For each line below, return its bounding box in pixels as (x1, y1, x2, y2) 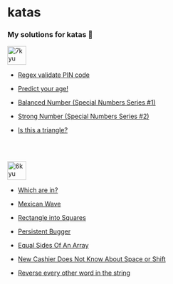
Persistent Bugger (17, 227, 71, 236)
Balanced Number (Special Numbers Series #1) (17, 98, 156, 107)
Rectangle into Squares (17, 214, 87, 222)
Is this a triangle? (17, 126, 68, 135)
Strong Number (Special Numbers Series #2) (17, 112, 150, 121)
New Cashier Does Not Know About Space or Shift (17, 255, 166, 263)
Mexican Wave (17, 200, 62, 209)
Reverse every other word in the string (17, 268, 130, 278)
